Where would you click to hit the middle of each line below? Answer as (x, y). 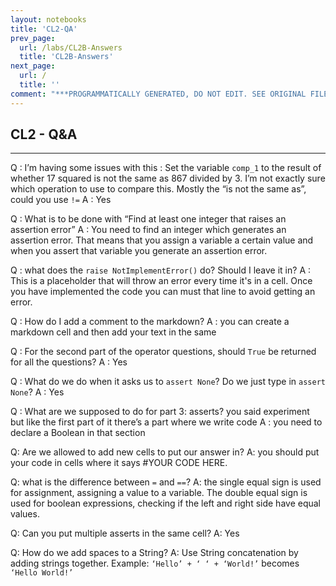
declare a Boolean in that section (78, 433)
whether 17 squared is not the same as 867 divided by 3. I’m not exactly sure (168, 178)
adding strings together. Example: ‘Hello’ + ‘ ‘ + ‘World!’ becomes (155, 563)
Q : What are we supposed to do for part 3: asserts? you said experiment (160, 412)
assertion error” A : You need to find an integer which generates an (148, 230)
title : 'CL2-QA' (44, 29)
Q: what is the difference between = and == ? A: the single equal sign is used (166, 482)
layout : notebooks (48, 19)
